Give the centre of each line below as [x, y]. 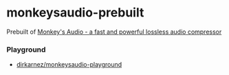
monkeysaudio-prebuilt [75, 13]
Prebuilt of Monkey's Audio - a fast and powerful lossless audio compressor [114, 32]
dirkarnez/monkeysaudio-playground [69, 65]
